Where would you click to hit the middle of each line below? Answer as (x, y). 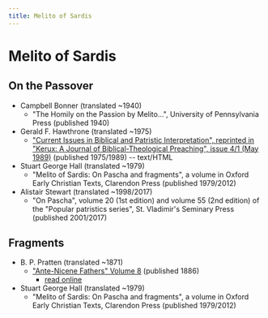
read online (63, 280)
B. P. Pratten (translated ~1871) (72, 262)
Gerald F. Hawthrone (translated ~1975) (86, 131)
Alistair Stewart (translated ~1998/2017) (86, 191)
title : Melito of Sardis (50, 16)
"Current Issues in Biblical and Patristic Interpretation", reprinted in (143, 140)
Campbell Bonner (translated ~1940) (81, 105)
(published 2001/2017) (70, 217)
